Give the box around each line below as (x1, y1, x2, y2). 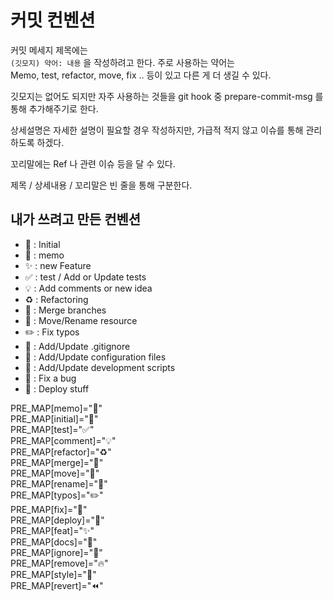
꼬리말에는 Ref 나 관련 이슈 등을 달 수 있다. (10, 157, 176, 170)
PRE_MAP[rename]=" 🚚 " (10, 477, 108, 490)
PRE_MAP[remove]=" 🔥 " (10, 557, 109, 569)
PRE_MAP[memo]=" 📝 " (10, 402, 103, 414)
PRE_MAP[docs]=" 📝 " (10, 536, 98, 548)
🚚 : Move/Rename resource (24, 314, 138, 326)
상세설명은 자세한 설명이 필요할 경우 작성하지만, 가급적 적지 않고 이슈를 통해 (10, 124, 304, 136)
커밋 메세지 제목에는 (10, 44, 88, 56)
